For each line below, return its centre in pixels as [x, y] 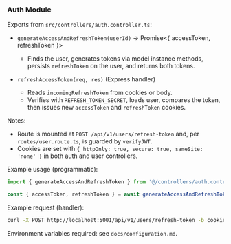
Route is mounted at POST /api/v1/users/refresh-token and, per [108, 134]
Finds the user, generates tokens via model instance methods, [115, 59]
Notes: [16, 121]
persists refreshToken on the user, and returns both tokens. [111, 66]
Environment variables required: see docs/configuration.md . [92, 233]
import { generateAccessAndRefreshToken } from [77, 182]
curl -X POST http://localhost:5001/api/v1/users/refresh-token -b [106, 221]
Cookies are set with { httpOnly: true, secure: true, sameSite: [110, 149]
